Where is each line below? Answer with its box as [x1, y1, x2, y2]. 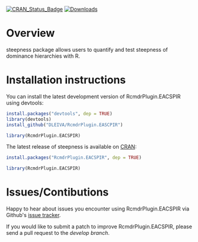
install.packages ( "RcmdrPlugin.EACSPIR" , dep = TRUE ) [6, 155, 142, 161]
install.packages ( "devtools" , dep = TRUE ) [6, 111, 113, 117]
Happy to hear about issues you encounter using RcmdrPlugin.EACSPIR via [6, 205, 190, 212]
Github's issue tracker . [6, 212, 61, 219]
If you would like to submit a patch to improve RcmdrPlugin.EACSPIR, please [6, 223, 193, 230]
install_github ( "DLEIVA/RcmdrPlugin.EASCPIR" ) [6, 122, 123, 128]
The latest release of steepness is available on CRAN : [6, 143, 137, 150]
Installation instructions [6, 73, 126, 87]
